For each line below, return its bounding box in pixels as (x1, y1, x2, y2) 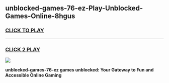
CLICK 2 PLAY (5, 46, 40, 53)
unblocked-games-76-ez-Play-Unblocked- (5, 4, 143, 13)
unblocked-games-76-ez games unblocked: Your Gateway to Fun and (5, 66, 154, 72)
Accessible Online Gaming (5, 72, 62, 78)
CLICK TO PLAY (5, 27, 44, 34)
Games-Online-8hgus (5, 12, 75, 21)
